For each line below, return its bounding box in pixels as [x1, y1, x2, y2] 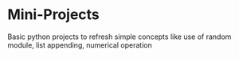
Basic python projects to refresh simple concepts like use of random [7, 32, 232, 41]
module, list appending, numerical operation [7, 40, 152, 49]
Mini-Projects [7, 6, 100, 24]
